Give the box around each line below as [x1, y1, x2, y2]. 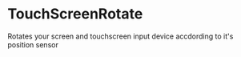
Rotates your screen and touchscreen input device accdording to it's [7, 31, 234, 41]
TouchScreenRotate [7, 5, 143, 23]
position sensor [7, 39, 59, 49]
